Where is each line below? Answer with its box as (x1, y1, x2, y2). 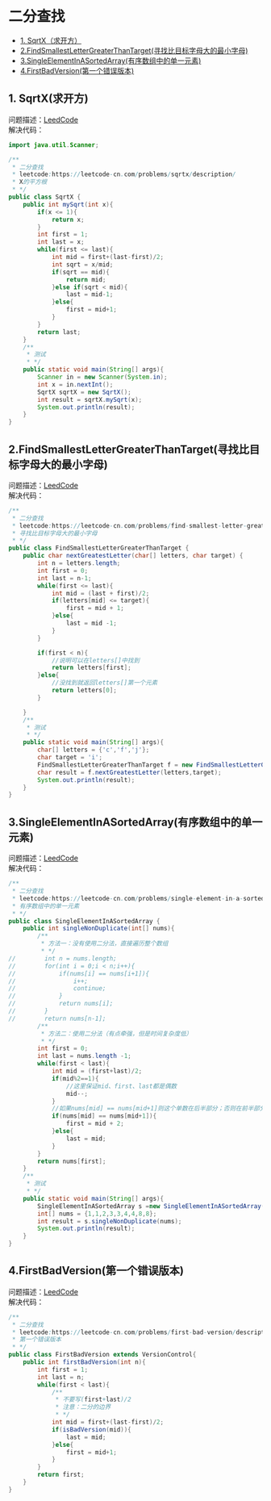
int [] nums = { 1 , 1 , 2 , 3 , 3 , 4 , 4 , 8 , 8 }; (37, 1210, 157, 1218)
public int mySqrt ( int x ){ (23, 200, 114, 208)
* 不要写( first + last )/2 (55, 1395, 131, 1404)
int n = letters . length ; (37, 559, 121, 567)
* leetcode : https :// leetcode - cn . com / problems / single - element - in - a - (11, 894, 244, 902)
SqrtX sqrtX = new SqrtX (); (37, 388, 131, 396)
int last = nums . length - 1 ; (37, 1052, 131, 1060)
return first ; (37, 1470, 85, 1479)
